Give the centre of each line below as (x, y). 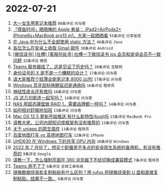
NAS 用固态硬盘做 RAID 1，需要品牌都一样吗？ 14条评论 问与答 (75, 104)
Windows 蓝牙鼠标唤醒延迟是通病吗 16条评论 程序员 (64, 85)
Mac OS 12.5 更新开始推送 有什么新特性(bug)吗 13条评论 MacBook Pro (82, 116)
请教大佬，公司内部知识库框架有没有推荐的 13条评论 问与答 (71, 122)
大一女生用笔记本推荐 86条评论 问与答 (49, 23)
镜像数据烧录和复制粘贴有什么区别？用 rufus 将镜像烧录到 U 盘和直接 (83, 172)
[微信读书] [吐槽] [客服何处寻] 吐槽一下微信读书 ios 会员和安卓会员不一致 (87, 54)
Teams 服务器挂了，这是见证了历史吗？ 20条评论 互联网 (68, 66)
